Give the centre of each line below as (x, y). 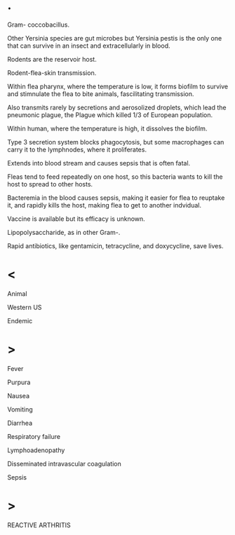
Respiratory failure (34, 436)
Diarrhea (20, 423)
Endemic (20, 320)
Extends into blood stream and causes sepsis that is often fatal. (99, 163)
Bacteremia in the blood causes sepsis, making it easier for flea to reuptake (116, 198)
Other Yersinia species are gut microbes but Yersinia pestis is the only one (115, 38)
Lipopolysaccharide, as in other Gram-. (64, 232)
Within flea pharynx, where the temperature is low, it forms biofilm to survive (118, 86)
